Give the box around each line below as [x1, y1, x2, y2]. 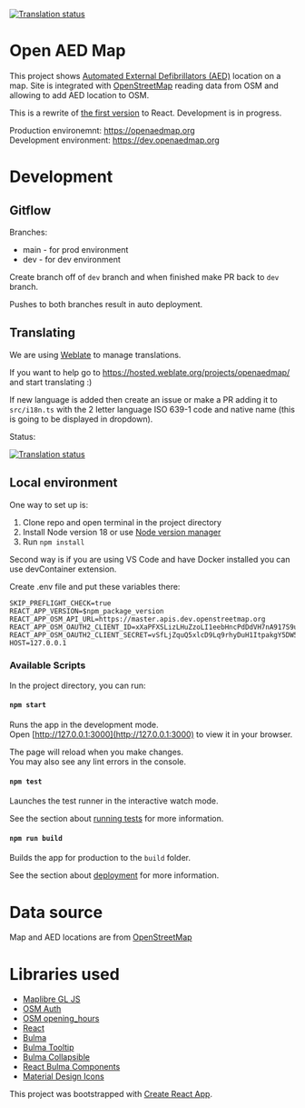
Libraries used [9, 963, 120, 984]
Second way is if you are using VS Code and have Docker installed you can [9, 554, 290, 564]
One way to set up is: [9, 499, 89, 510]
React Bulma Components [22, 1062, 121, 1073]
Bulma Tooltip [22, 1042, 74, 1053]
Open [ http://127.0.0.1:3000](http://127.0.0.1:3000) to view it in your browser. [9, 729, 293, 740]
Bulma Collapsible [22, 1052, 91, 1063]
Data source [9, 902, 103, 923]
